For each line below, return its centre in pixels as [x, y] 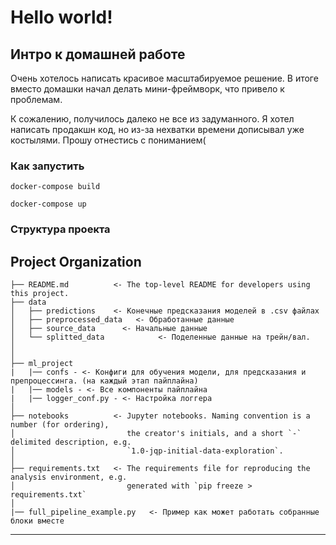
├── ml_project [42, 364]
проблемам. [36, 99]
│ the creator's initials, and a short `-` [156, 434]
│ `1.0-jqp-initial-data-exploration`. [147, 451]
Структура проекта [60, 229]
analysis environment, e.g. [69, 477]
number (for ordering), [60, 425]
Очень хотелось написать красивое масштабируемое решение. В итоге [164, 78]
